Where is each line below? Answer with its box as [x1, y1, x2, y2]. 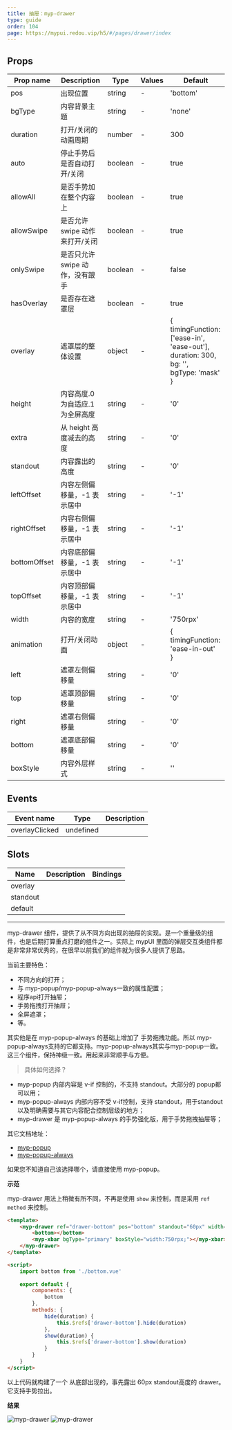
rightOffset [10, 524, 46, 533]
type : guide [7, 17, 41, 24]
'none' [170, 107, 191, 116]
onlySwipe [10, 265, 45, 274]
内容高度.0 [60, 389, 95, 399]
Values [140, 75, 164, 85]
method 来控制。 [7, 1203, 52, 1211]
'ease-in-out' [170, 644, 215, 654]
